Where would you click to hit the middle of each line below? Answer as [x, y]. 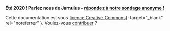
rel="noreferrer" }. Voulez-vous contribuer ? [51, 23]
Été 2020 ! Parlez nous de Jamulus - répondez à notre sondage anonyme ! [85, 8]
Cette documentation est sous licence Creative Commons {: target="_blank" [84, 18]
